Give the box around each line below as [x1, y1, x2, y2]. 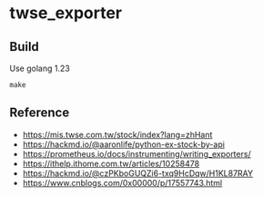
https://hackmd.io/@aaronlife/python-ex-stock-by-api [22, 139, 226, 150]
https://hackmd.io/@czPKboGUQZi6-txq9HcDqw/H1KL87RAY [22, 167, 253, 179]
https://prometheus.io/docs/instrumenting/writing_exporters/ [22, 148, 252, 159]
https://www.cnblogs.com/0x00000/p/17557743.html [22, 177, 223, 188]
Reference [9, 105, 70, 121]
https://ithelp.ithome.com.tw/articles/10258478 [22, 158, 200, 169]
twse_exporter [9, 3, 123, 24]
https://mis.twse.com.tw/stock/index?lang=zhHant [22, 129, 213, 140]
